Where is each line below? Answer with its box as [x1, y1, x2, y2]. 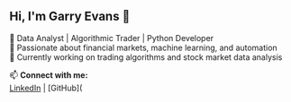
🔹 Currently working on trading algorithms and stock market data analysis [9, 51, 283, 63]
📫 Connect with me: [9, 69, 88, 81]
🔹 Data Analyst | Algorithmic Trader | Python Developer [9, 32, 214, 43]
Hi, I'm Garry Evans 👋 [9, 9, 131, 24]
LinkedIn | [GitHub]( [9, 82, 83, 93]
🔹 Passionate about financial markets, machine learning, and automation [9, 42, 277, 53]
